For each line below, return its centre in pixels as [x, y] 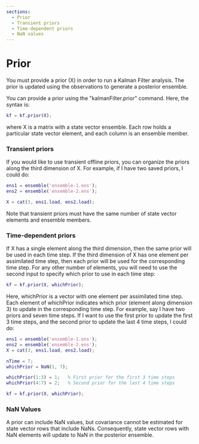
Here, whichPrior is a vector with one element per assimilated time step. [95, 297]
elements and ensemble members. [49, 220]
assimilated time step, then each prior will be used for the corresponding [96, 261]
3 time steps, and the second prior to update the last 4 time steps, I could [97, 322]
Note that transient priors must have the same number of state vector [92, 213]
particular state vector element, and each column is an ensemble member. [98, 133]
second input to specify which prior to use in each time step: [81, 274]
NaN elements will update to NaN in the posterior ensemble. [80, 435]
